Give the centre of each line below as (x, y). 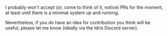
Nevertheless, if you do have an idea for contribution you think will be (78, 23)
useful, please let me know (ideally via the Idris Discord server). (72, 28)
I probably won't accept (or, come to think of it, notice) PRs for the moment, (84, 7)
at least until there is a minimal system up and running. (62, 13)
